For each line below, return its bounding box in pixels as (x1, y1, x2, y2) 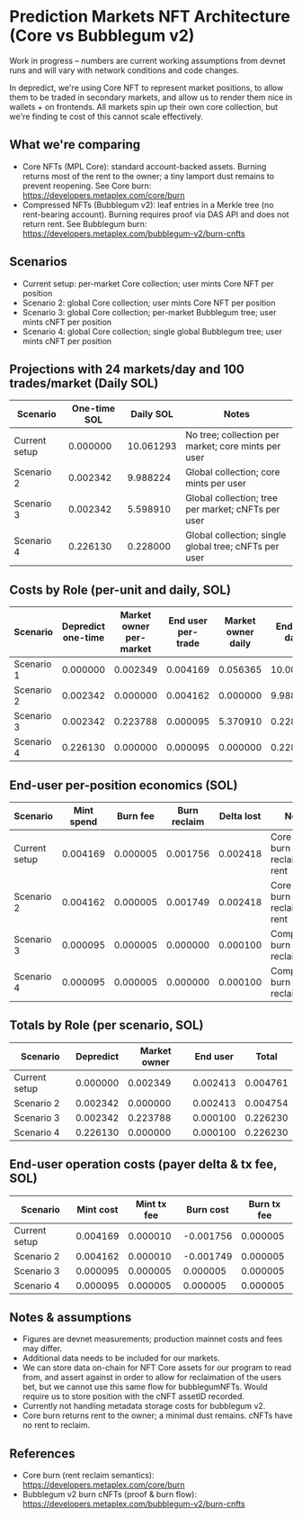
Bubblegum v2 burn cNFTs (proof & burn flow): (22, 1489, 198, 1500)
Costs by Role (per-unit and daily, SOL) (9, 582, 232, 597)
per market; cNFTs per (185, 503, 280, 515)
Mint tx (135, 1197, 167, 1210)
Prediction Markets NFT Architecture (9, 6, 290, 27)
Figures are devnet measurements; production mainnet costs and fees (22, 1333, 283, 1344)
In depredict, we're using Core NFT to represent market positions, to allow (9, 82, 284, 93)
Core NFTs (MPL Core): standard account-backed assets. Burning (22, 160, 267, 172)
